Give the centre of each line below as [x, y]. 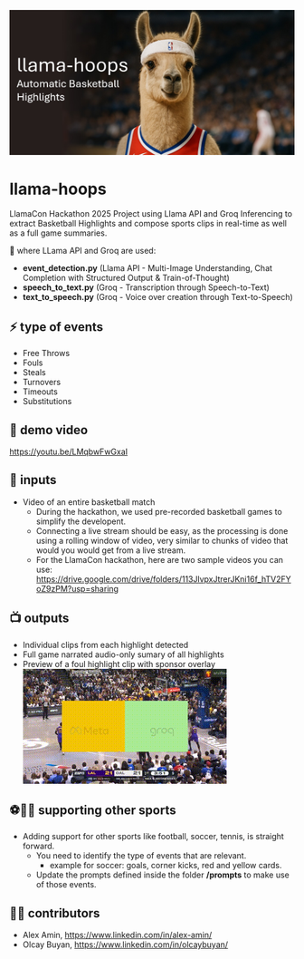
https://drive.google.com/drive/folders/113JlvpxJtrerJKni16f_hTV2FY [163, 579]
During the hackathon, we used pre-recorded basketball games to [159, 511]
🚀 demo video [49, 430]
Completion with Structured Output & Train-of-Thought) [126, 278]
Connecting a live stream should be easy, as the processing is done [162, 530]
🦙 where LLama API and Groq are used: [83, 251]
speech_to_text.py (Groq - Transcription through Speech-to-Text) [146, 287]
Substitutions [47, 402]
